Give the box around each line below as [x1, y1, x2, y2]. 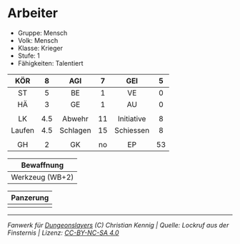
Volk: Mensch [17, 36, 59, 44]
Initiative [117, 113, 146, 123]
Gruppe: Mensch [17, 29, 68, 37]
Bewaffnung [21, 160, 64, 170]
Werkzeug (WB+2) [11, 172, 74, 182]
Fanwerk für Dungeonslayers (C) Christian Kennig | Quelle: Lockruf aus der [7, 220, 229, 229]
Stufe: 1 [17, 51, 41, 60]
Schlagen [59, 125, 91, 135]
